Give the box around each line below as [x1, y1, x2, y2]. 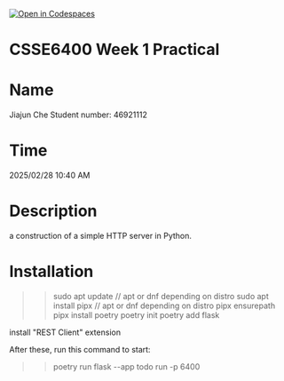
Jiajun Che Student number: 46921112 [9, 109, 148, 120]
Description [9, 201, 98, 221]
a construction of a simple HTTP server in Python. [9, 231, 193, 241]
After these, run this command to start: [9, 344, 151, 354]
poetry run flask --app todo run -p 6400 [52, 361, 201, 372]
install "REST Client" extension [9, 327, 122, 337]
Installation [9, 262, 94, 282]
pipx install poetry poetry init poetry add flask [52, 309, 220, 320]
